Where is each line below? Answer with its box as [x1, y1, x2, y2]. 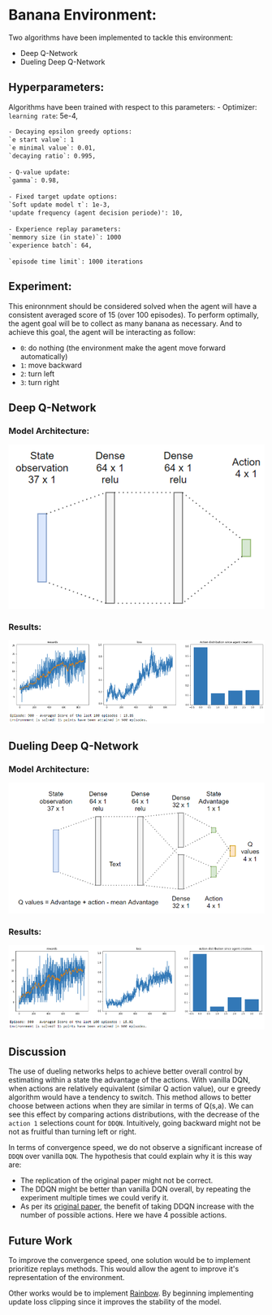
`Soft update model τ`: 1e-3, [8, 201, 111, 209]
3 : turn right [19, 377, 59, 387]
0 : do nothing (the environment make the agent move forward [19, 343, 226, 353]
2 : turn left [19, 368, 55, 379]
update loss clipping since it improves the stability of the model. [8, 1297, 222, 1307]
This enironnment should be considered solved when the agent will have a [8, 301, 257, 310]
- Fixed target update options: [8, 193, 118, 201]
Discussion [8, 1044, 67, 1058]
